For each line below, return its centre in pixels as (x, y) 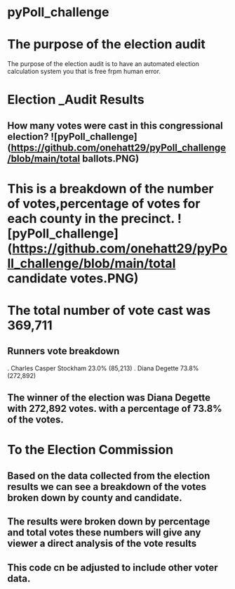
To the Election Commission (90, 450)
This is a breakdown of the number (110, 189)
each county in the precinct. (91, 218)
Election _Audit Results (76, 100)
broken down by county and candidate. (95, 497)
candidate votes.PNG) (73, 278)
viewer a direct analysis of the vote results (102, 544)
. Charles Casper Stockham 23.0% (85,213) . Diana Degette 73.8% (103, 368)
